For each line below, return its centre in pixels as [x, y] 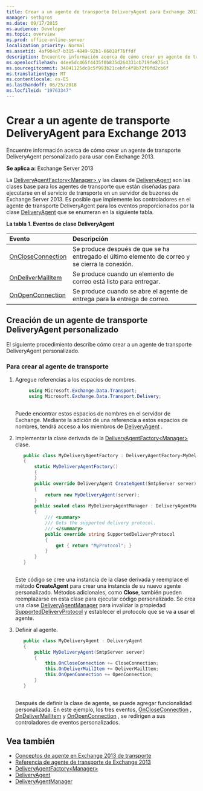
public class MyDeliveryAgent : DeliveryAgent [83, 641]
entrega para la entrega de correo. [121, 299]
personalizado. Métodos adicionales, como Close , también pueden [98, 592]
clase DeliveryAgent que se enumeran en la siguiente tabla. [80, 212]
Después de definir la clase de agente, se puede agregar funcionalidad [103, 703]
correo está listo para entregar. [116, 281]
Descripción [90, 238]
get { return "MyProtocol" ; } [94, 545]
